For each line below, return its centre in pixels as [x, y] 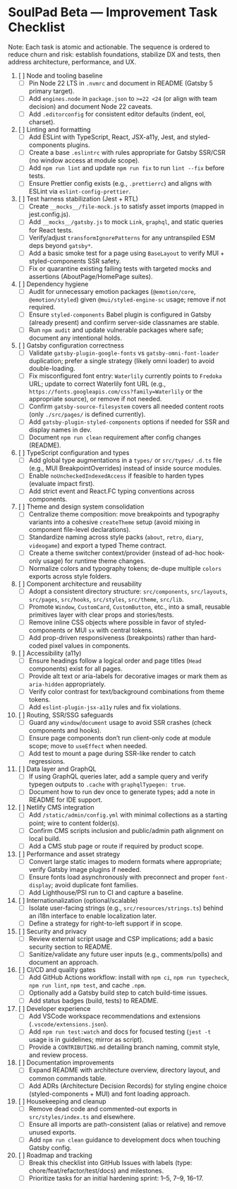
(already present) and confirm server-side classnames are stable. [124, 322]
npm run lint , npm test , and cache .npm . [87, 986]
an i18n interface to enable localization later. [93, 916]
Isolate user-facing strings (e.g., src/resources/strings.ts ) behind [126, 908]
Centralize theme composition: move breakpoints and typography [124, 514]
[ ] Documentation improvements [66, 1063]
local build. [44, 839]
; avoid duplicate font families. [95, 885]
